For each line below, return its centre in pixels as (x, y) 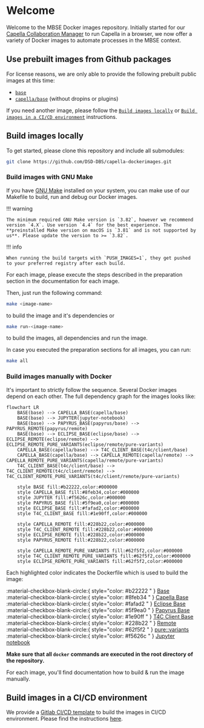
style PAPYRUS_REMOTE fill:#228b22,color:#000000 (81, 540)
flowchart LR (23, 407)
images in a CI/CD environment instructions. (62, 116)
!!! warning (20, 208)
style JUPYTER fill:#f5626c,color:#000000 (71, 497)
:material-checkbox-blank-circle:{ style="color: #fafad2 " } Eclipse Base (96, 604)
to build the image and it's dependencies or (61, 315)
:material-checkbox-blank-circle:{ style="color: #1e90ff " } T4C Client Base (100, 616)
